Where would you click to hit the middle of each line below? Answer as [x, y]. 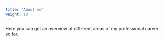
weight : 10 [17, 14]
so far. [12, 34]
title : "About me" [24, 10]
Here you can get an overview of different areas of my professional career [82, 28]
